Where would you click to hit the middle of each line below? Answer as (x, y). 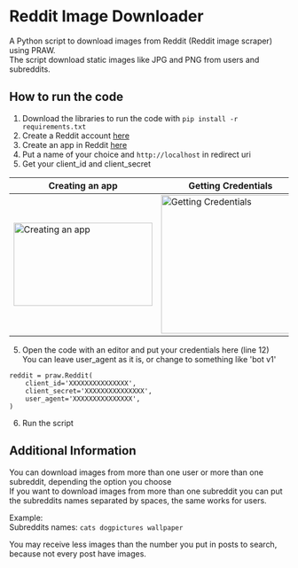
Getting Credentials (231, 185)
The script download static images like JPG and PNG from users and (134, 59)
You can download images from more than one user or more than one (137, 472)
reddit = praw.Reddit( (51, 375)
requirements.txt (54, 127)
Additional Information (73, 451)
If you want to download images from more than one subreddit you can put (146, 491)
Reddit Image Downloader (106, 16)
